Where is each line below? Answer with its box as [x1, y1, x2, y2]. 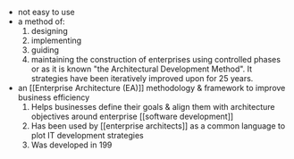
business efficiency [17, 92, 90, 103]
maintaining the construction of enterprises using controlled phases [30, 54, 281, 64]
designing [30, 26, 69, 36]
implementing [30, 35, 82, 46]
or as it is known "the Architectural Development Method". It [30, 63, 253, 74]
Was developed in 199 [30, 139, 113, 150]
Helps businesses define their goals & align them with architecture [30, 102, 275, 112]
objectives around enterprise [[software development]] [30, 111, 234, 121]
